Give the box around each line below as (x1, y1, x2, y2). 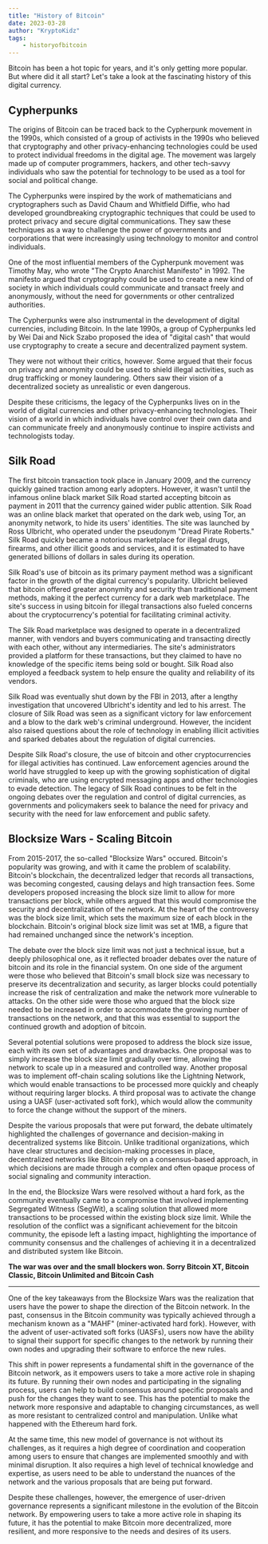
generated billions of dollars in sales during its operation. (8, 552, 195, 562)
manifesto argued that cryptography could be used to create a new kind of (8, 274, 254, 284)
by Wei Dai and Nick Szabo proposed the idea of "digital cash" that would (8, 332, 250, 342)
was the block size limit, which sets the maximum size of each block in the (8, 912, 253, 923)
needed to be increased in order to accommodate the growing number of (8, 1004, 249, 1014)
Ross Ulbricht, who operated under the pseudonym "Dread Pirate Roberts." (8, 526, 255, 536)
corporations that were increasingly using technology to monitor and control (8, 233, 258, 243)
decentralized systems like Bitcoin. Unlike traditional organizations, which (8, 1137, 250, 1147)
